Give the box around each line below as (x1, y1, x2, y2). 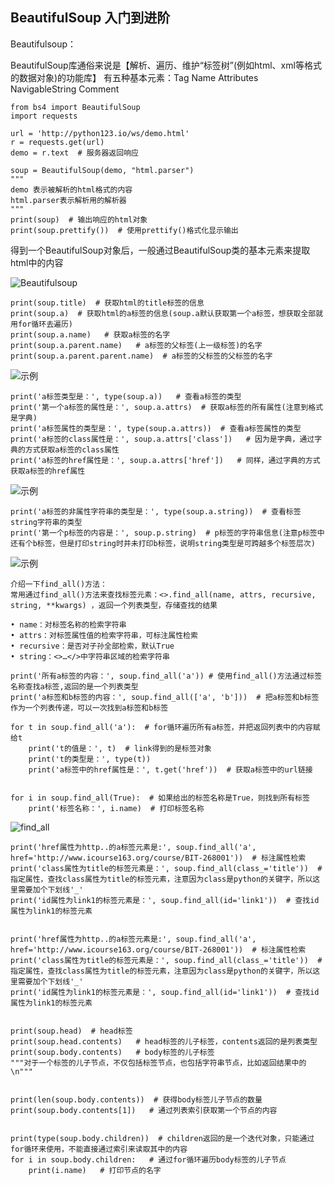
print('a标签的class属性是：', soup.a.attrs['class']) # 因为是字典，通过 (10, 434, 315, 444)
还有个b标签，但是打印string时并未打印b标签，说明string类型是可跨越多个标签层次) (10, 538, 316, 548)
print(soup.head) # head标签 (10, 1026, 133, 1036)
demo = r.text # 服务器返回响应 (10, 148, 139, 158)
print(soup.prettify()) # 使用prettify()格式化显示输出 (10, 225, 239, 235)
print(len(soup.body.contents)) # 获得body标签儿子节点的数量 (10, 1094, 263, 1105)
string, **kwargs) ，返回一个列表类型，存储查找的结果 (10, 600, 218, 610)
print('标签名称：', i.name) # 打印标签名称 (28, 803, 205, 813)
